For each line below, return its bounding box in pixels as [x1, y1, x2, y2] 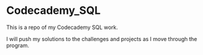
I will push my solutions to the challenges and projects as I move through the [6, 35, 198, 42]
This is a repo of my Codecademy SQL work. [6, 24, 118, 31]
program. [6, 42, 30, 49]
